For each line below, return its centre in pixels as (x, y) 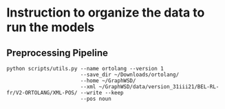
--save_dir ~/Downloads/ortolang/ (130, 75)
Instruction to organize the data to (106, 13)
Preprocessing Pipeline (57, 53)
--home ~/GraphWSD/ (108, 81)
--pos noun (96, 99)
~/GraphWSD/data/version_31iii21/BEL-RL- (159, 87)
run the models (51, 27)
